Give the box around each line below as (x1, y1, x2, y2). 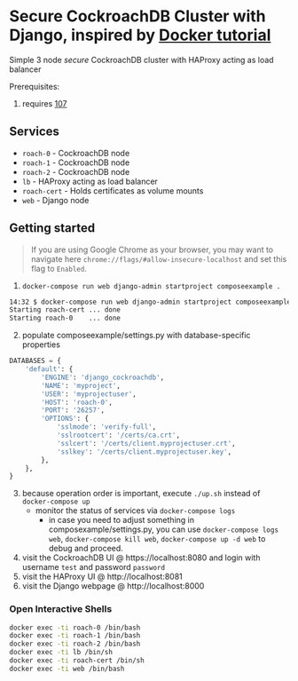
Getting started (9, 220, 96, 236)
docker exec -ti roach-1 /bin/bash (9, 631, 141, 640)
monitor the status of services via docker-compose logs (35, 505, 236, 516)
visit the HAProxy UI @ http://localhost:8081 (21, 571, 184, 582)
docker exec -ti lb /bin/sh (9, 648, 114, 657)
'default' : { (25, 365, 74, 374)
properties (21, 339, 60, 350)
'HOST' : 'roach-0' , (41, 398, 114, 407)
